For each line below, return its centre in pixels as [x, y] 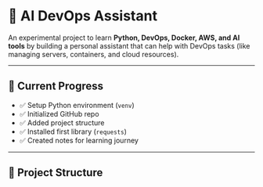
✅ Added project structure [62, 122]
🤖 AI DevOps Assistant [83, 16]
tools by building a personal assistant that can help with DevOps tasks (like [129, 45]
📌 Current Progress [56, 86]
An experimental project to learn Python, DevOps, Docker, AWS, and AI [124, 38]
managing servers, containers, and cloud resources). [94, 54]
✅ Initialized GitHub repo [59, 113]
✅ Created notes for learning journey [79, 140]
